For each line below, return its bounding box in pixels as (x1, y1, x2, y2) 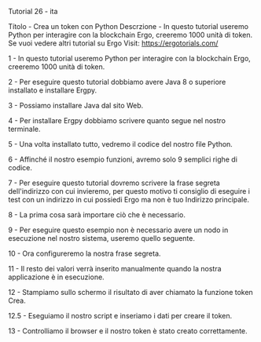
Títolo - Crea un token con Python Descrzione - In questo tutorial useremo (8, 22, 249, 31)
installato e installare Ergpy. (8, 85, 97, 95)
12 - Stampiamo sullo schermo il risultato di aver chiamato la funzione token (8, 288, 253, 297)
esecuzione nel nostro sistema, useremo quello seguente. (8, 234, 195, 242)
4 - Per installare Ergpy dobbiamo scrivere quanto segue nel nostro (8, 116, 226, 125)
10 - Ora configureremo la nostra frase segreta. (8, 249, 161, 258)
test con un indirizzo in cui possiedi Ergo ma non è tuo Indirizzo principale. (8, 195, 250, 204)
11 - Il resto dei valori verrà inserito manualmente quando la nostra (8, 264, 222, 273)
